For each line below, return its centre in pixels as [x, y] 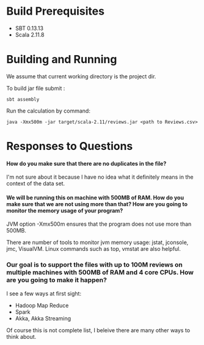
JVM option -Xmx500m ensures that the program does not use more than [99, 224]
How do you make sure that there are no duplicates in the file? [86, 163]
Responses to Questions [70, 147]
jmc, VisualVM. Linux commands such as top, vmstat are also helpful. [94, 249]
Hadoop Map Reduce [42, 305]
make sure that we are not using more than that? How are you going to [97, 204]
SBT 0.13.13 [29, 28]
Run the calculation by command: [48, 111]
